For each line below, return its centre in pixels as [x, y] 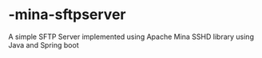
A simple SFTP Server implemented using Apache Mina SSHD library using [131, 37]
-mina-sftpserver [67, 15]
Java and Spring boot [44, 44]
